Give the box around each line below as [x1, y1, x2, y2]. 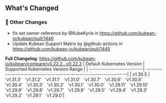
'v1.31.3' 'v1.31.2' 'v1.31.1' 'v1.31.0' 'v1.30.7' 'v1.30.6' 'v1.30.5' [5, 76, 143, 82]
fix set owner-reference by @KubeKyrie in [12, 30, 98, 36]
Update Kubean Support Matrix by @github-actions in [12, 41, 123, 47]
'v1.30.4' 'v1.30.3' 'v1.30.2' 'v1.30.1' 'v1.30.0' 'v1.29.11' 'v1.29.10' [5, 82, 149, 88]
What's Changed [5, 4, 59, 12]
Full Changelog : [5, 55, 38, 61]
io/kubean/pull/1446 [12, 35, 54, 41]
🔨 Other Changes [5, 19, 47, 26]
